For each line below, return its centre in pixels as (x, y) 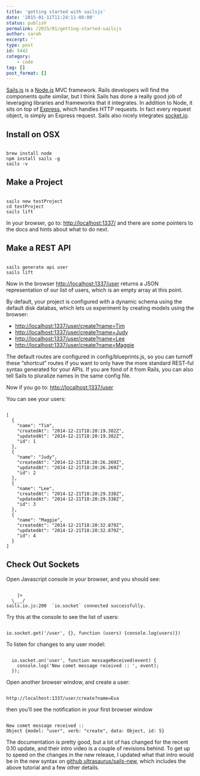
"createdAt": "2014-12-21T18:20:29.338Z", (71, 494)
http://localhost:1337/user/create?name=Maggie (75, 345)
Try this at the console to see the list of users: (63, 617)
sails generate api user (37, 267)
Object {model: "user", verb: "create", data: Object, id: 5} (85, 731)
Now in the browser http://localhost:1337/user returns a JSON (82, 283)
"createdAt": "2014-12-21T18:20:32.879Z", (71, 525)
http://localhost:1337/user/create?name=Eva (63, 698)
